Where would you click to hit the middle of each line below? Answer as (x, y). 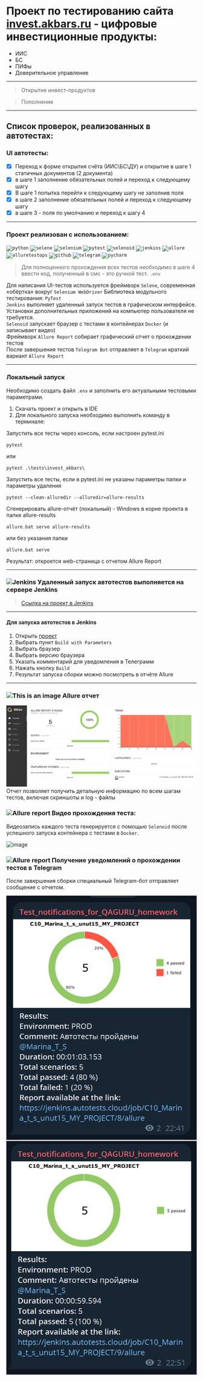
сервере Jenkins (32, 590)
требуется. (20, 318)
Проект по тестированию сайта (90, 11)
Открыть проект (36, 636)
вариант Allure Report (35, 356)
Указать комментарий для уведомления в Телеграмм (84, 662)
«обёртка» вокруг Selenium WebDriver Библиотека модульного (87, 292)
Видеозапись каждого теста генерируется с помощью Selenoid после (97, 826)
